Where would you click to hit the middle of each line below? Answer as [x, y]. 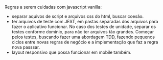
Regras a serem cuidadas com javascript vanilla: [53, 7]
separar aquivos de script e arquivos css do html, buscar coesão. [78, 16]
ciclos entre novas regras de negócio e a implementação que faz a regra [85, 42]
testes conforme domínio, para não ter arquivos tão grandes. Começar [83, 32]
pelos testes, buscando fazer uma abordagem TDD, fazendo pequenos [83, 37]
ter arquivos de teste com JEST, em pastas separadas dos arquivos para [85, 22]
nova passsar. [26, 47]
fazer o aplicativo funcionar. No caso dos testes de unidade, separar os [84, 27]
